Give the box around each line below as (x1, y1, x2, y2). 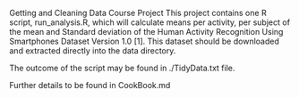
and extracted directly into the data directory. (9, 45, 176, 56)
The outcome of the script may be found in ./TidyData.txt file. (9, 62, 235, 73)
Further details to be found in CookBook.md (9, 80, 171, 90)
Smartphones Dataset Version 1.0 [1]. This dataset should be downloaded (9, 36, 280, 46)
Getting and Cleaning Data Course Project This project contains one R (9, 8, 267, 18)
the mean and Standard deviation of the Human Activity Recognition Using (9, 27, 284, 37)
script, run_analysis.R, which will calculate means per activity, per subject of (9, 17, 291, 28)
